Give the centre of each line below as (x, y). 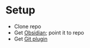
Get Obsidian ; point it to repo (49, 32)
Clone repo (28, 26)
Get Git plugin (31, 39)
